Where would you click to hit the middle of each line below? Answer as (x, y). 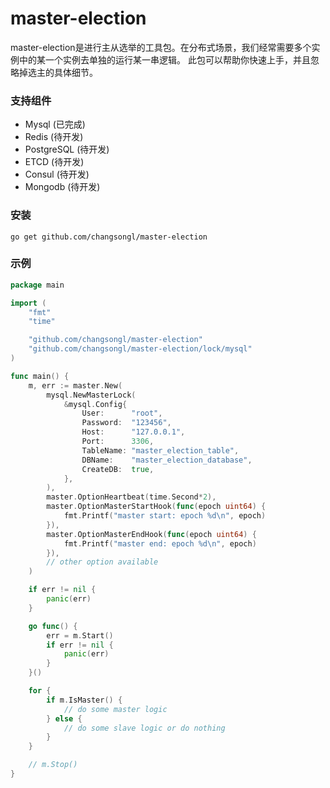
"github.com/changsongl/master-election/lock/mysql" (140, 349)
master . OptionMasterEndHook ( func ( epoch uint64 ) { (151, 534)
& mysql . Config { (95, 404)
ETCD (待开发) (54, 162)
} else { (64, 718)
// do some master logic (115, 709)
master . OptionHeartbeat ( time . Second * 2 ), (131, 497)
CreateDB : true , (118, 469)
